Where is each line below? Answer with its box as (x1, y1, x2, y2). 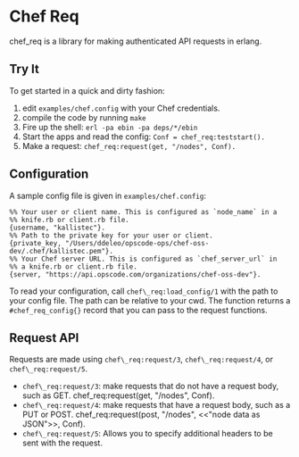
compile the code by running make (21, 112, 146, 122)
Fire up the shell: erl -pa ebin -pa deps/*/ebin (21, 121, 198, 132)
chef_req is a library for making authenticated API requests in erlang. (9, 36, 262, 46)
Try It (9, 62, 40, 77)
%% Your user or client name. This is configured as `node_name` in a (9, 207, 278, 216)
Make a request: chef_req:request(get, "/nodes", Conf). (21, 140, 237, 151)
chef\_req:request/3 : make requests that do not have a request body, (21, 381, 279, 392)
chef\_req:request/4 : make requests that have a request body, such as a (21, 400, 291, 411)
